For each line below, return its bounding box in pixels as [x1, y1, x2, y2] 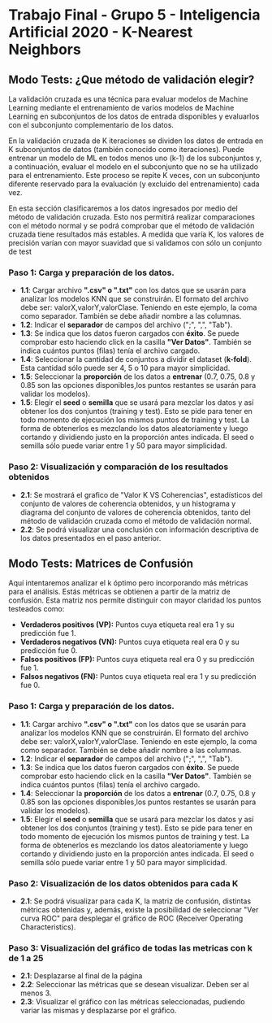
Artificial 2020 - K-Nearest [8, 23, 193, 41]
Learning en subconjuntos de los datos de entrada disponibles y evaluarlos [8, 111, 260, 121]
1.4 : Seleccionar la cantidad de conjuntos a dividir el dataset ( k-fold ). [19, 355, 252, 364]
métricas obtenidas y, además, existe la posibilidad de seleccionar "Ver [19, 905, 259, 914]
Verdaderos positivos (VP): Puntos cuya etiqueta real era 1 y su [19, 620, 235, 629]
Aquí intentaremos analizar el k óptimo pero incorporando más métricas [8, 578, 248, 588]
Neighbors [8, 41, 81, 59]
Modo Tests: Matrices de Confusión [8, 556, 193, 570]
